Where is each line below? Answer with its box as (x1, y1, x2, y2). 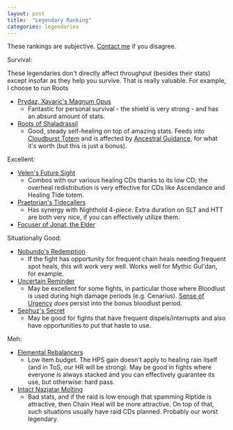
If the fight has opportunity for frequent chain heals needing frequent (27, 255, 226, 263)
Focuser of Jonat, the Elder (17, 221, 96, 229)
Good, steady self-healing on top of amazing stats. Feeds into (27, 127, 205, 136)
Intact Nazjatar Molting (17, 385, 83, 394)
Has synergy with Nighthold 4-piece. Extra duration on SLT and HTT (27, 206, 224, 214)
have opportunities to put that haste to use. (27, 321, 152, 330)
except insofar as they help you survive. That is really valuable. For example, (7, 77, 226, 85)
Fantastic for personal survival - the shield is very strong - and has (27, 105, 219, 113)
